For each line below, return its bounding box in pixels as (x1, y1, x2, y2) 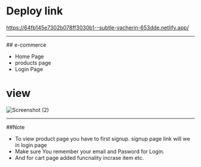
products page (14, 59, 51, 66)
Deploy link (6, 4, 63, 18)
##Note (6, 123, 25, 130)
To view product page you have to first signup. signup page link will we (14, 135, 190, 142)
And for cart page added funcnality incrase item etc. (14, 154, 144, 161)
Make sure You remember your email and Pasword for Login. (14, 148, 165, 155)
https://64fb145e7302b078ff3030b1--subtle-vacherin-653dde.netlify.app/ (6, 24, 190, 31)
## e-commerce (6, 41, 47, 48)
